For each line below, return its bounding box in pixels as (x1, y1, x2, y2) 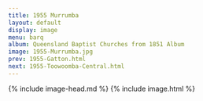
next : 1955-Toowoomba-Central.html (8, 63, 125, 70)
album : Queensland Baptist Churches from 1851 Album (8, 41, 185, 49)
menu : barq (8, 33, 44, 41)
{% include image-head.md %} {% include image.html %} (8, 84, 195, 93)
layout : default (8, 19, 61, 27)
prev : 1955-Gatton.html (8, 56, 87, 63)
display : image (8, 26, 58, 34)
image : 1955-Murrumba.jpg (8, 48, 93, 56)
